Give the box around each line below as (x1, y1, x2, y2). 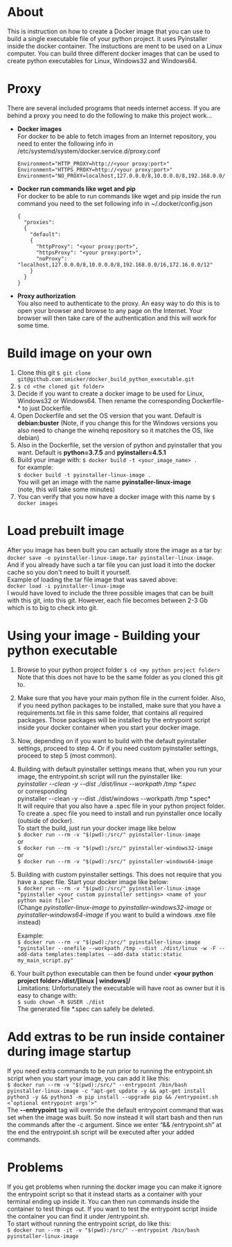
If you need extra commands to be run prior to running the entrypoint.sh (7, 1067, 213, 1075)
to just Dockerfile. (21, 404, 73, 412)
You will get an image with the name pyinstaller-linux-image (17, 477, 192, 486)
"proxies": (24, 219, 55, 226)
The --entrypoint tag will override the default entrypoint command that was (7, 1105, 224, 1114)
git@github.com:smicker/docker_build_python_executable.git (17, 375, 195, 382)
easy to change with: (17, 991, 78, 999)
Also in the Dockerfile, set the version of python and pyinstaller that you (17, 441, 222, 449)
